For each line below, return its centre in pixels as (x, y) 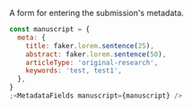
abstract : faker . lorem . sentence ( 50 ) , (96, 54)
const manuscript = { (50, 29)
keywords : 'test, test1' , (74, 71)
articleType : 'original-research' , (92, 63)
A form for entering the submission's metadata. (96, 13)
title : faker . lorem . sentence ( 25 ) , (90, 46)
